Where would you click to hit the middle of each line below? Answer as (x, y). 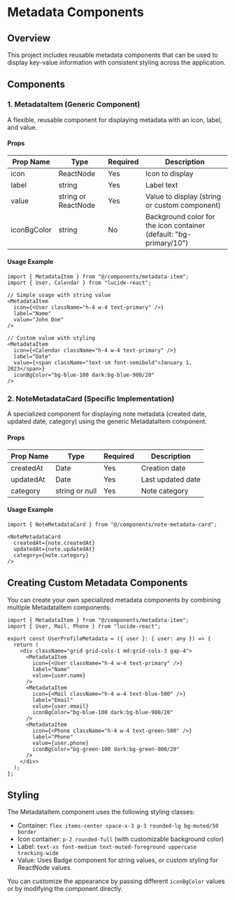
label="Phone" (53, 737)
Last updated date (171, 479)
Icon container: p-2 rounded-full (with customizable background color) (121, 839)
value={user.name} (59, 675)
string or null (76, 491)
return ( (26, 644)
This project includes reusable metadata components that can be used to (113, 55)
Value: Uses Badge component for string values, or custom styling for (118, 860)
